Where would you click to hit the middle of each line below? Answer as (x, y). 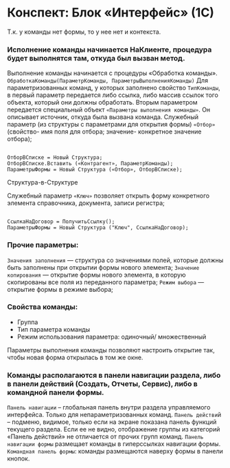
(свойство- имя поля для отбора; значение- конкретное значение (104, 131)
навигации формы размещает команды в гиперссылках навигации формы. (114, 444)
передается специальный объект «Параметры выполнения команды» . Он (109, 110)
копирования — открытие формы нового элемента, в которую (97, 275)
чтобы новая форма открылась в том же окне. (75, 357)
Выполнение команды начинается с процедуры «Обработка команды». (112, 73)
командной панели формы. (56, 392)
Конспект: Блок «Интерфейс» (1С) (111, 13)
